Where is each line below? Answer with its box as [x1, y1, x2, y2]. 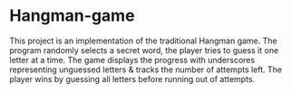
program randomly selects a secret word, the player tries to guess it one [9, 44, 279, 55]
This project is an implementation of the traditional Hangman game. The [9, 35, 278, 46]
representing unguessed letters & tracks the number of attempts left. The [9, 64, 283, 75]
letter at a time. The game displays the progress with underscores [9, 54, 256, 65]
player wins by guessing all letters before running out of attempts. [9, 73, 256, 84]
